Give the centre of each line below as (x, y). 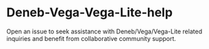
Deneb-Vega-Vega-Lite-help (89, 13)
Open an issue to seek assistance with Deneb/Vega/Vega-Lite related (104, 31)
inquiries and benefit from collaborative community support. (91, 38)
